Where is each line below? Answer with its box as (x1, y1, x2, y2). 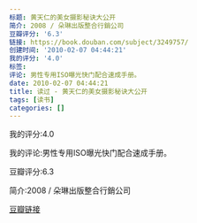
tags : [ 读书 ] (9, 95, 55, 104)
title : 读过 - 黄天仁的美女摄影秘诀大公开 (9, 87, 148, 96)
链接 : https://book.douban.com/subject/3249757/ (9, 37, 189, 47)
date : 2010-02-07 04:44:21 (9, 79, 109, 88)
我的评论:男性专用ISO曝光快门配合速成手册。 (9, 148, 172, 158)
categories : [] (9, 104, 65, 112)
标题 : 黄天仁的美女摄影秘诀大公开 (9, 12, 117, 22)
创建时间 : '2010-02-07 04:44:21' (9, 46, 127, 55)
